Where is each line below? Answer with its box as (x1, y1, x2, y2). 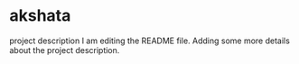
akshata (9, 5, 71, 26)
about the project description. (9, 44, 120, 55)
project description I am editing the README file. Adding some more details (9, 35, 291, 46)
